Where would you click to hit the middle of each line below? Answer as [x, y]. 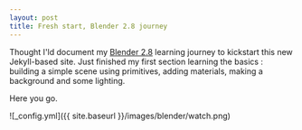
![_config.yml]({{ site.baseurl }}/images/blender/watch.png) [120, 116]
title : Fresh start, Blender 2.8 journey [89, 26]
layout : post [34, 18]
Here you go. [33, 98]
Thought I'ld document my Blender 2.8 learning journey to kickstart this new [151, 51]
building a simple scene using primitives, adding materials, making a [137, 71]
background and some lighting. [67, 80]
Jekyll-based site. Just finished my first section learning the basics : [137, 61]
